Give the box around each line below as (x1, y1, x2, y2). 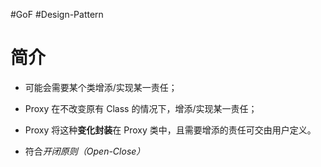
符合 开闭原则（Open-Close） (24, 145, 146, 157)
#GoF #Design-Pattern (10, 9, 104, 20)
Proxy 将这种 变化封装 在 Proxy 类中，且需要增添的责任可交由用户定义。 (24, 124, 317, 136)
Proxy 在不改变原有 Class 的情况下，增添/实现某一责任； (24, 102, 258, 114)
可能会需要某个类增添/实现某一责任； (24, 81, 178, 93)
